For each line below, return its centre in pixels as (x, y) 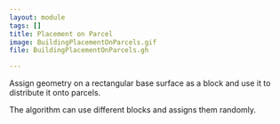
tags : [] (25, 26)
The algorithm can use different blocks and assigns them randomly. (132, 110)
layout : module (37, 17)
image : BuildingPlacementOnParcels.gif (83, 42)
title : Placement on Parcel (61, 34)
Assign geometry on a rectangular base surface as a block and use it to (140, 83)
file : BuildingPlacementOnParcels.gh (79, 50)
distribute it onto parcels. (55, 93)
